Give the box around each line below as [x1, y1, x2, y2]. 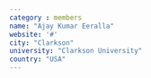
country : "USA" [9, 55, 67, 64]
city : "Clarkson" [9, 38, 75, 48]
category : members [9, 13, 83, 22]
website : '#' [9, 30, 58, 39]
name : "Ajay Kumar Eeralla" [9, 22, 115, 30]
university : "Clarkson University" [9, 47, 143, 56]
